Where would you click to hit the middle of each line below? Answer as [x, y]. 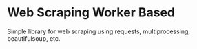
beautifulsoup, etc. [34, 38]
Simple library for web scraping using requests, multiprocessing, [99, 31]
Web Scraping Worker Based [91, 13]
